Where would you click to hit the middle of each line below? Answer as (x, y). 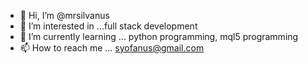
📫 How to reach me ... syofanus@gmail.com (112, 48)
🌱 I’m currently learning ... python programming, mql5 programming (159, 36)
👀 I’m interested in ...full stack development (108, 26)
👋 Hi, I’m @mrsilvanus (64, 15)
